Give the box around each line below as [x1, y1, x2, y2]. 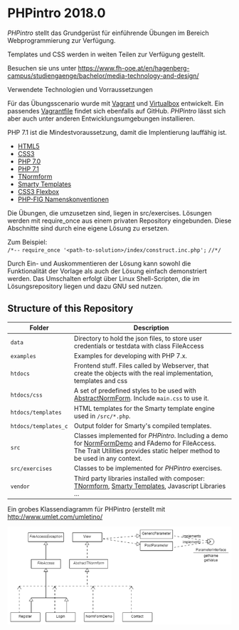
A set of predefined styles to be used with [73, 387, 197, 395]
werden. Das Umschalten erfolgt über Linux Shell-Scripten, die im [7, 274, 200, 283]
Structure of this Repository [7, 303, 134, 315]
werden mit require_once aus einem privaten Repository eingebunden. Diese [7, 216, 232, 225]
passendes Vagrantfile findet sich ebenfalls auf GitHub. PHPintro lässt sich [7, 106, 226, 115]
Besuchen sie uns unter [7, 63, 77, 72]
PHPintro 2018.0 [7, 5, 106, 21]
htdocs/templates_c [10, 422, 68, 430]
